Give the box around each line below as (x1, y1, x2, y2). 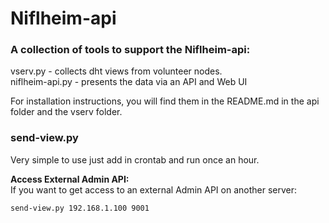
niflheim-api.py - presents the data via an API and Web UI (10, 76, 248, 88)
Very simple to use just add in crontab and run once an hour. (10, 153, 260, 166)
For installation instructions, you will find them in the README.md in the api (10, 95, 320, 107)
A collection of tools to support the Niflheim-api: (10, 43, 251, 57)
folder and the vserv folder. (10, 106, 123, 118)
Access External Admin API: (10, 173, 130, 185)
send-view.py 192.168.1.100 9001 (10, 203, 150, 213)
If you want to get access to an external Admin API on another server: (10, 183, 297, 196)
